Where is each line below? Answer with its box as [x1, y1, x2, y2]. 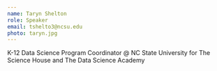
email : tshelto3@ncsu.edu [7, 23, 82, 30]
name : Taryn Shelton [7, 10, 68, 17]
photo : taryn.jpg [7, 29, 58, 37]
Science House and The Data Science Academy [7, 56, 145, 65]
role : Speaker [7, 17, 49, 24]
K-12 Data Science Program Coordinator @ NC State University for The [7, 49, 211, 57]
